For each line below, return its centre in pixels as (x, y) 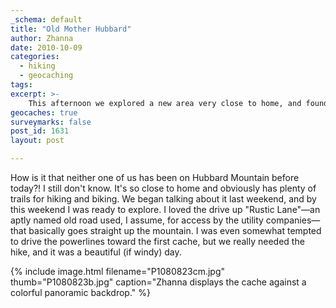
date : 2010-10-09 (46, 47)
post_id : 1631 (40, 131)
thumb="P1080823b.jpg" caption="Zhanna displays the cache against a (158, 282)
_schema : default (46, 19)
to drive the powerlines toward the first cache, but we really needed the (157, 241)
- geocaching (46, 76)
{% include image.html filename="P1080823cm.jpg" (118, 271)
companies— (293, 220)
